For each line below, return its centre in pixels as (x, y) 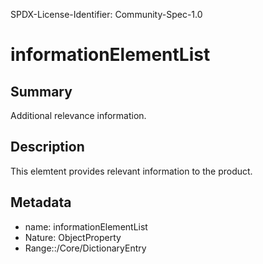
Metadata (41, 202)
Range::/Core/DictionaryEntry (85, 248)
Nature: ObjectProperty (73, 237)
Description (47, 147)
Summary (41, 91)
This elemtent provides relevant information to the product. (131, 171)
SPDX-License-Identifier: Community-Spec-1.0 (106, 14)
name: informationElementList (86, 226)
